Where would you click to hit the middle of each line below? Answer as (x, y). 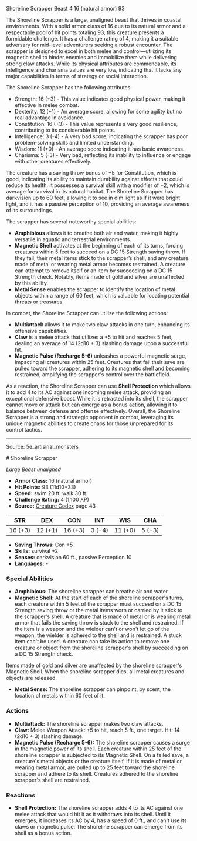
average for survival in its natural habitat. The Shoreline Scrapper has (90, 191)
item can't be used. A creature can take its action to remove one (92, 642)
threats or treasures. (39, 302)
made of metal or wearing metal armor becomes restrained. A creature (100, 264)
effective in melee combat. (47, 105)
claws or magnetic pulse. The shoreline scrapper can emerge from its (98, 826)
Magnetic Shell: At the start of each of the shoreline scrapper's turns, (99, 598)
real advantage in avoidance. (50, 118)
